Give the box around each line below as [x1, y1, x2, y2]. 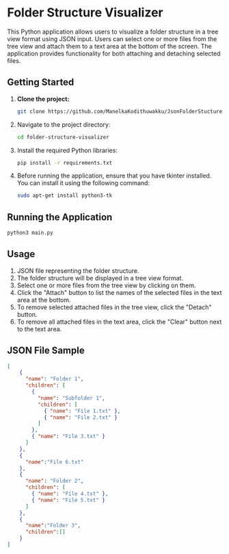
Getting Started [7, 77, 75, 88]
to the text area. [16, 324, 62, 333]
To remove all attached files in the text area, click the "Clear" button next [16, 317, 222, 326]
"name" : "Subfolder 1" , [37, 394, 106, 402]
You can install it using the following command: [16, 179, 150, 187]
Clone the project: [16, 95, 70, 103]
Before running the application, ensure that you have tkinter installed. [16, 171, 212, 180]
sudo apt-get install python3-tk [16, 192, 113, 200]
